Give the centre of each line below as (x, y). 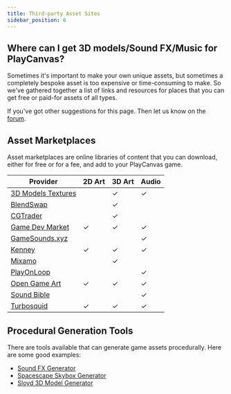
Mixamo (24, 261)
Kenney (23, 250)
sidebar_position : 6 (37, 20)
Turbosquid (29, 306)
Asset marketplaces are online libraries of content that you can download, (112, 157)
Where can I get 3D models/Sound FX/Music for (112, 48)
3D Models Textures (44, 194)
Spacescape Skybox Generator (62, 375)
